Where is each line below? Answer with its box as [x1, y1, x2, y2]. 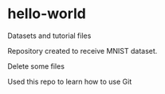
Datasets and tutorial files [7, 31, 92, 40]
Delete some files [7, 61, 65, 71]
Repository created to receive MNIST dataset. [7, 46, 158, 55]
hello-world [7, 5, 87, 23]
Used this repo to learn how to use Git [7, 77, 132, 86]
